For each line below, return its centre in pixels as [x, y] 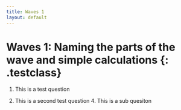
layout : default [27, 17]
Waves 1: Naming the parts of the [91, 47]
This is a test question [42, 89]
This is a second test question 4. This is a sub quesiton [83, 101]
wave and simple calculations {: [87, 60]
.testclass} [34, 72]
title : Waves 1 [25, 12]
